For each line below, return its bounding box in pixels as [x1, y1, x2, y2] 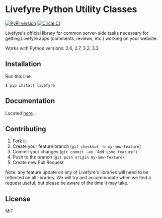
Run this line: [5, 73, 32, 79]
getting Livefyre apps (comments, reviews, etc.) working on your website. [5, 35, 158, 41]
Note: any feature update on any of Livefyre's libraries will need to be [5, 169, 149, 175]
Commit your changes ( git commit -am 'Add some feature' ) [12, 149, 137, 155]
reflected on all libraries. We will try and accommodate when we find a [5, 175, 151, 181]
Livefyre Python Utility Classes [5, 4, 137, 15]
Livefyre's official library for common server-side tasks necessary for [5, 30, 149, 36]
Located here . [5, 110, 34, 116]
